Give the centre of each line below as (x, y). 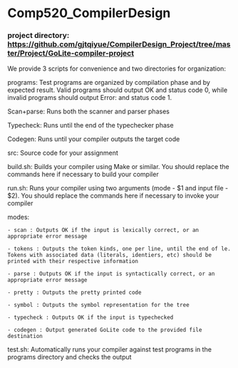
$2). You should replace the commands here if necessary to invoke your (113, 196)
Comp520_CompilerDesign (89, 13)
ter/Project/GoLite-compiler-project (71, 53)
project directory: (38, 36)
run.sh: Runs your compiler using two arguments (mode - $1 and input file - (118, 188)
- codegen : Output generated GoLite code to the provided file (105, 330)
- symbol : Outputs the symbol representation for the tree (99, 305)
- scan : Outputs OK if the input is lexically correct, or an (103, 230)
